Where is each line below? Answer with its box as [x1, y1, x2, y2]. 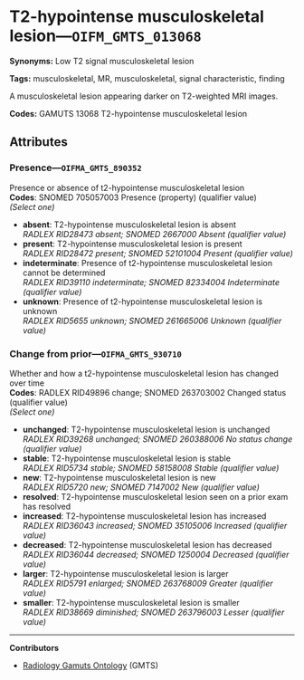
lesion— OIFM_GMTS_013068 [9, 25, 202, 46]
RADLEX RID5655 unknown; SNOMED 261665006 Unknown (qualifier [22, 315, 282, 326]
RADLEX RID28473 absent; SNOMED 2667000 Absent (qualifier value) [22, 228, 287, 239]
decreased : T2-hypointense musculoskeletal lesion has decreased [22, 539, 272, 550]
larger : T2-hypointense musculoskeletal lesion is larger [22, 568, 229, 579]
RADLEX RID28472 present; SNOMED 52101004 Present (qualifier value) [22, 247, 294, 259]
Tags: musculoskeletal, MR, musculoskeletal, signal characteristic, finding [9, 72, 285, 83]
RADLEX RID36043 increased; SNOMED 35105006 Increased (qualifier [22, 520, 288, 531]
